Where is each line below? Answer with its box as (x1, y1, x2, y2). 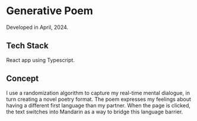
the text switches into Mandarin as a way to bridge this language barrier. (6, 108, 183, 115)
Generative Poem (6, 4, 93, 18)
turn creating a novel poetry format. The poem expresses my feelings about (6, 96, 192, 103)
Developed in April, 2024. (6, 24, 69, 31)
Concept (6, 74, 39, 84)
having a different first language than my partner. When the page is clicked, (6, 102, 191, 109)
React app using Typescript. (6, 56, 75, 63)
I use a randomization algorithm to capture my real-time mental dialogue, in (6, 89, 190, 96)
